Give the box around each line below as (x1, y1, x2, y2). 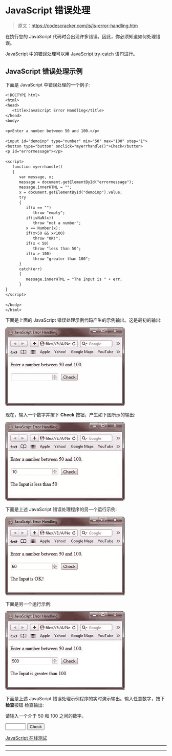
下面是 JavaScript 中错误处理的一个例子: (5, 81, 91, 87)
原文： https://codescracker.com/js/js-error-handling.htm (17, 23, 138, 29)
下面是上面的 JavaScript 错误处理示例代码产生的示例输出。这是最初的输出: (5, 317, 162, 323)
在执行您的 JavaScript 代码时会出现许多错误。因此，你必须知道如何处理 (5, 33, 156, 39)
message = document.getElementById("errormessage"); (18, 180, 134, 185)
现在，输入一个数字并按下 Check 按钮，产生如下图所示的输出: (5, 411, 136, 417)
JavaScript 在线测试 (5, 735, 48, 741)
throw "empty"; (32, 210, 66, 215)
